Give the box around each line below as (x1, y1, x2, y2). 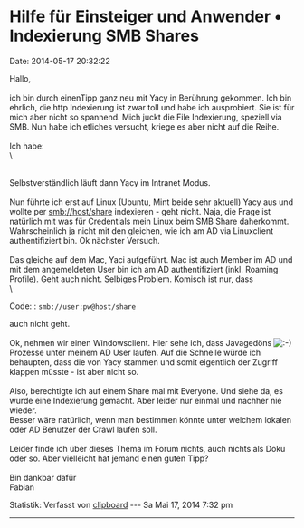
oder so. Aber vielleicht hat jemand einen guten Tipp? (9, 453, 209, 464)
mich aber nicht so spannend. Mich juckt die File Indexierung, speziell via (9, 111, 282, 122)
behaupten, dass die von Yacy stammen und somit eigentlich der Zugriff (9, 356, 279, 368)
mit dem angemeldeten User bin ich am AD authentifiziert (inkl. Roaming (9, 264, 279, 274)
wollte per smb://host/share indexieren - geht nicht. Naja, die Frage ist (9, 206, 271, 216)
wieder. (9, 405, 38, 416)
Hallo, (9, 72, 32, 83)
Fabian (9, 482, 34, 493)
